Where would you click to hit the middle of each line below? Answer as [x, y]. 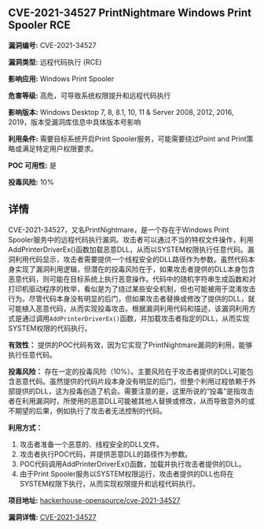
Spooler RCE [39, 26]
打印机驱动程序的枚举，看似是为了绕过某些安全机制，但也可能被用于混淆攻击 [132, 289]
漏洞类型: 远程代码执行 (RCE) [55, 61]
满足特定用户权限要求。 [60, 148]
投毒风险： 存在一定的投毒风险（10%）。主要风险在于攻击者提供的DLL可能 [128, 371]
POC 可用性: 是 [33, 165]
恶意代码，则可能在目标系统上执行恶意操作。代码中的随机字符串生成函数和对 [132, 279]
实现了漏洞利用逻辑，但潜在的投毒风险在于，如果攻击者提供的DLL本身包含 [135, 269]
